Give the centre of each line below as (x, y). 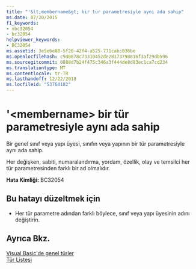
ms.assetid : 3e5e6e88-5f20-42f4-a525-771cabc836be (71, 51)
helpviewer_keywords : (33, 40)
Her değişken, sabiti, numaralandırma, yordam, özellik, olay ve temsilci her (98, 162)
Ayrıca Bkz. (28, 239)
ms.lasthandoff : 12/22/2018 (41, 79)
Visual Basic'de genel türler (40, 253)
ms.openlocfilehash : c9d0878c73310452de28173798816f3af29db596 (87, 57)
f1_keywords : (23, 23)
